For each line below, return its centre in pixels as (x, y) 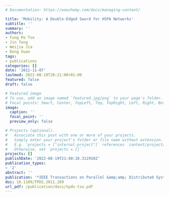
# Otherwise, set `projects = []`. (45, 149)
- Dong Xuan (18, 52)
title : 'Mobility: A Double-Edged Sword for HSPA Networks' (70, 19)
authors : (14, 33)
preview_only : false (31, 122)
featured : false (22, 80)
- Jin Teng (17, 42)
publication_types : (26, 163)
